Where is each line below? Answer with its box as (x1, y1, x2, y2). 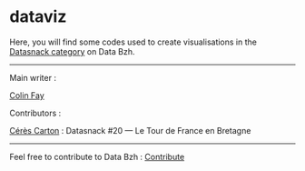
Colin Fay (9, 89, 45, 101)
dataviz (9, 6, 67, 27)
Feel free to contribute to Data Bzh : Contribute (9, 151, 185, 162)
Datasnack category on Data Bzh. (9, 45, 135, 56)
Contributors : (9, 107, 62, 118)
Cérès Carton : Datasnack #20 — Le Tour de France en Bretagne (9, 125, 251, 136)
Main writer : (9, 72, 57, 83)
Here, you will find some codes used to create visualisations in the (9, 36, 257, 47)
